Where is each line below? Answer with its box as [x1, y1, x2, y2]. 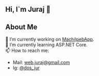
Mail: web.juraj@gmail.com [12, 60, 70, 66]
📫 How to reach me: [5, 47, 49, 54]
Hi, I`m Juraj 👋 [5, 5, 51, 14]
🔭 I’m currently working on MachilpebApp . [5, 36, 94, 43]
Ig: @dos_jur [12, 65, 40, 71]
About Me [5, 23, 37, 31]
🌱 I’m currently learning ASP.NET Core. [5, 42, 88, 48]
